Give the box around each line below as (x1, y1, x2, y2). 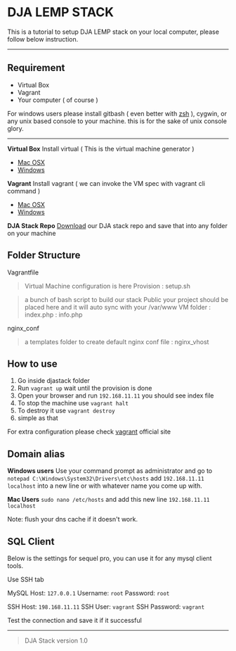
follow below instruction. (7, 34, 79, 43)
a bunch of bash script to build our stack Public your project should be (24, 295, 229, 303)
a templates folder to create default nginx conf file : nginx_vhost (24, 337, 209, 346)
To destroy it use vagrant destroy (17, 406, 115, 415)
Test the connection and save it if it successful (7, 617, 142, 624)
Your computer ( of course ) (17, 96, 98, 104)
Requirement (7, 62, 65, 74)
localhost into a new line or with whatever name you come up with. (7, 481, 202, 490)
